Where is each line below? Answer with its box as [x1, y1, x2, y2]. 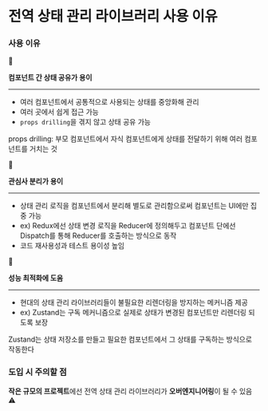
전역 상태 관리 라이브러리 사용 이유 [8, 7, 218, 26]
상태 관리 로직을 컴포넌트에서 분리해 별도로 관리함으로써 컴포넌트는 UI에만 [19, 201, 249, 211]
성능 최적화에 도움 [8, 273, 64, 283]
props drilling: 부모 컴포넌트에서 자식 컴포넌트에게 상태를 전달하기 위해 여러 [8, 134, 243, 144]
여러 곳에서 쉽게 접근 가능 [19, 107, 100, 117]
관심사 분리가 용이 [8, 176, 64, 186]
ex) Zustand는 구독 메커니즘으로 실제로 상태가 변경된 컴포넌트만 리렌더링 [19, 308, 247, 318]
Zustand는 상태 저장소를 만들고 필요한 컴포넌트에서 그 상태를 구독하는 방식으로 [8, 334, 253, 344]
